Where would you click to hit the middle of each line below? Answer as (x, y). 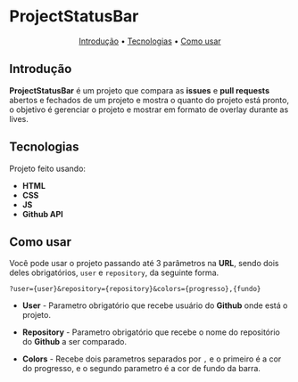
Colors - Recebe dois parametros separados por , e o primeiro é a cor (152, 359)
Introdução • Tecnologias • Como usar (150, 41)
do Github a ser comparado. (74, 342)
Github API (43, 214)
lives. (19, 118)
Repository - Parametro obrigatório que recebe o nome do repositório (151, 332)
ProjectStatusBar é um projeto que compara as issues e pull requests (140, 90)
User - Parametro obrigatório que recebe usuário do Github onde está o (155, 305)
